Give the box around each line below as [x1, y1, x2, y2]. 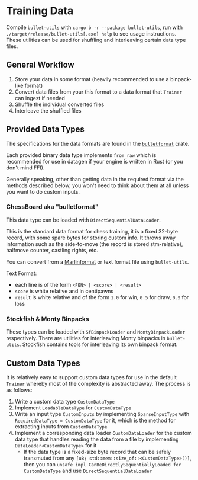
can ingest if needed [14, 94, 65, 101]
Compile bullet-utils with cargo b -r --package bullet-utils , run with [6, 24, 183, 31]
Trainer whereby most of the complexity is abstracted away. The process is [6, 380, 191, 387]
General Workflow [6, 60, 75, 70]
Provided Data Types [6, 124, 85, 135]
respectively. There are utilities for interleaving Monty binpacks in [6, 335, 165, 342]
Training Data [6, 4, 74, 18]
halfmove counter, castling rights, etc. [6, 247, 99, 254]
